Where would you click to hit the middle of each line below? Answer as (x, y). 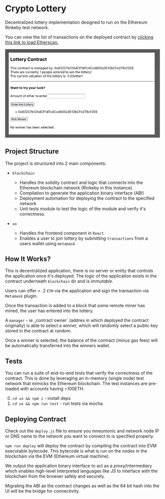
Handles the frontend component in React (62, 233)
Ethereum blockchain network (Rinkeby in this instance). (76, 187)
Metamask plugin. (21, 296)
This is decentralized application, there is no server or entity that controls (79, 271)
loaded (12, 389)
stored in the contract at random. (39, 331)
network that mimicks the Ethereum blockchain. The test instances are (76, 384)
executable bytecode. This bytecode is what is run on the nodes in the (76, 451)
